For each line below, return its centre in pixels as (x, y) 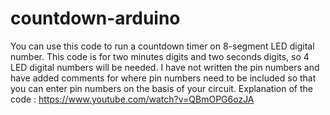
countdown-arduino (95, 18)
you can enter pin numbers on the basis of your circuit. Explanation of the (161, 88)
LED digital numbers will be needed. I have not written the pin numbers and (165, 67)
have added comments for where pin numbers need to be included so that (163, 78)
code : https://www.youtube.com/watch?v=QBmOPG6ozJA (132, 99)
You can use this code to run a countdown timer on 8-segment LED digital (162, 46)
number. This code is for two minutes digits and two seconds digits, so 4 (160, 56)
